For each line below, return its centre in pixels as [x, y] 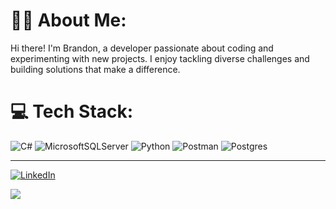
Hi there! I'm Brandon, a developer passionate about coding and [142, 48]
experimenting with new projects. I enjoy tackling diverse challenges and [160, 58]
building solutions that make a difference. [95, 69]
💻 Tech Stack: [72, 111]
